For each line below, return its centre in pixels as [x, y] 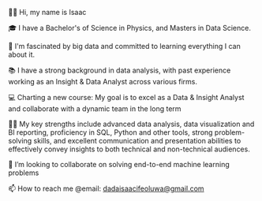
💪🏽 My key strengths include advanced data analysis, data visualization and [131, 124]
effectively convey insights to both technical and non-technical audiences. [129, 149]
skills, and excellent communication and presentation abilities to [137, 141]
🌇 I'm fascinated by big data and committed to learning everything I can [124, 46]
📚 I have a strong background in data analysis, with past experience [120, 70]
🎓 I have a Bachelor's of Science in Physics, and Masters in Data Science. [129, 28]
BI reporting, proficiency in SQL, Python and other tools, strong [110, 132]
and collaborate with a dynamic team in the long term [95, 109]
